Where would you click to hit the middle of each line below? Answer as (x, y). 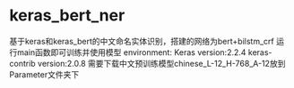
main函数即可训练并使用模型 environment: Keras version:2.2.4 (131, 52)
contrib (22, 63)
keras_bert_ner (67, 16)
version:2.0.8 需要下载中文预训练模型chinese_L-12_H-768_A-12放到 (161, 63)
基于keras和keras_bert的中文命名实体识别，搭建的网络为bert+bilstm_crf (142, 41)
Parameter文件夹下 (44, 74)
